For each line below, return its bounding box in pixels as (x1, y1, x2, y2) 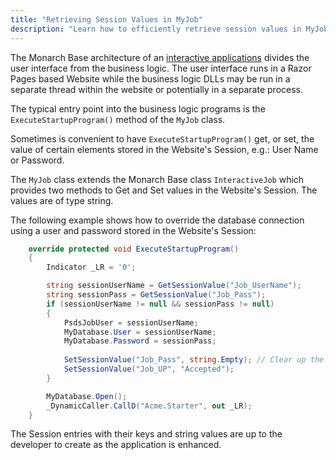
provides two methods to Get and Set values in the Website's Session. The (10, 184, 318, 196)
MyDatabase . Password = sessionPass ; (63, 336, 217, 346)
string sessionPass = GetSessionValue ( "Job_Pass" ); (46, 290, 267, 300)
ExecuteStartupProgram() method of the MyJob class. (10, 113, 226, 125)
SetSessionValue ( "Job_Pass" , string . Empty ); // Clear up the (63, 355, 325, 365)
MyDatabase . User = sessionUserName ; (63, 327, 217, 337)
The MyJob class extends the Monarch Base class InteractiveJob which (10, 173, 305, 185)
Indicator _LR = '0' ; (46, 262, 137, 273)
